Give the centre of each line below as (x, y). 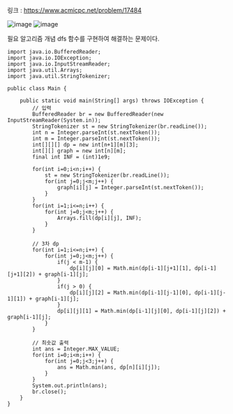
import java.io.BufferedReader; (54, 52)
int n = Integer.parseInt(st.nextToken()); (96, 133)
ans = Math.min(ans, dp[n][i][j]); (108, 367)
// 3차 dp (46, 244)
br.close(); (50, 392)
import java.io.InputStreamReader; (59, 64)
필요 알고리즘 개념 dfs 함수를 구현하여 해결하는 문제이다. (83, 38)
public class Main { (37, 89)
